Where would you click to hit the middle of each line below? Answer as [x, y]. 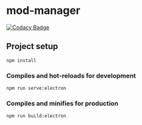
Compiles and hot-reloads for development [71, 75]
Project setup [32, 46]
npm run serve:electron [36, 89]
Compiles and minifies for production [62, 103]
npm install [21, 60]
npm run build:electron [36, 116]
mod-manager [43, 11]
